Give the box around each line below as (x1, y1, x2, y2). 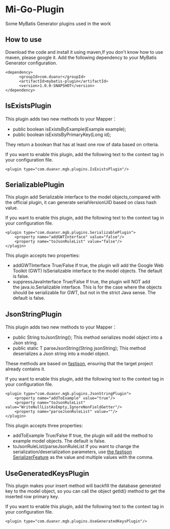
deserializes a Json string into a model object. (12, 350, 110, 357)
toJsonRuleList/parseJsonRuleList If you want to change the (12, 444, 139, 450)
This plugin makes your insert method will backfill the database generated (5, 482, 161, 489)
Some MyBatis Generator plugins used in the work (5, 20, 111, 27)
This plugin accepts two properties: (5, 252, 80, 259)
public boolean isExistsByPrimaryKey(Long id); (12, 131, 111, 138)
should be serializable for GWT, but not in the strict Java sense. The (12, 290, 156, 296)
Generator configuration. (5, 60, 58, 66)
